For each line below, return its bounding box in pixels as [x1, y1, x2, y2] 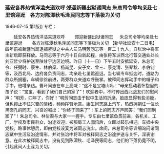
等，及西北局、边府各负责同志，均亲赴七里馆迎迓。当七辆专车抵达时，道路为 [5, 71, 159, 77]
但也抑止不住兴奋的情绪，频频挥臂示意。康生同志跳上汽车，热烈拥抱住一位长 [5, 101, 159, 107]
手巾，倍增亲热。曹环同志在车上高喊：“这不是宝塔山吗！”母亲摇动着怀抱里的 [5, 83, 159, 89]
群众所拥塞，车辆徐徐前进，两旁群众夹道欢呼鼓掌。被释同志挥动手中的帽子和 [5, 77, 159, 82]
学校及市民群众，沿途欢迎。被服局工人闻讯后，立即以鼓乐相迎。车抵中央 [13, 119, 159, 125]
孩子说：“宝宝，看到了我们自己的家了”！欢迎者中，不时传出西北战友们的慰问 [5, 89, 159, 95]
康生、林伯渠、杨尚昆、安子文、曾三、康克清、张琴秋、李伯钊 [30, 64, 155, 70]
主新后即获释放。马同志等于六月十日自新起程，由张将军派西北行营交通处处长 [5, 52, 159, 58]
